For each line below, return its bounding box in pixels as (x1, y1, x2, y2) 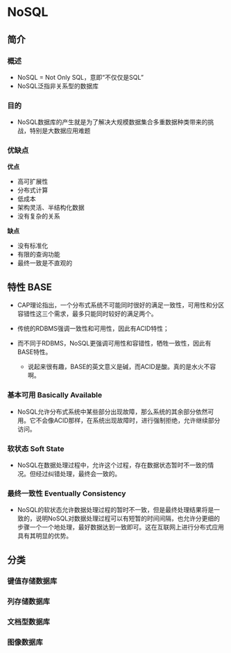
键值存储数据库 (7, 577, 58, 586)
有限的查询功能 (17, 251, 60, 259)
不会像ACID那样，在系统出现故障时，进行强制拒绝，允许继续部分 (35, 416, 221, 424)
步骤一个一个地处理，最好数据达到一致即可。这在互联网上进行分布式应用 (17, 523, 224, 532)
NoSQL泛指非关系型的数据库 (17, 81, 99, 90)
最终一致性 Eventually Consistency (7, 489, 126, 498)
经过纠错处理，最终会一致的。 (35, 469, 121, 477)
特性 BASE (7, 281, 52, 293)
